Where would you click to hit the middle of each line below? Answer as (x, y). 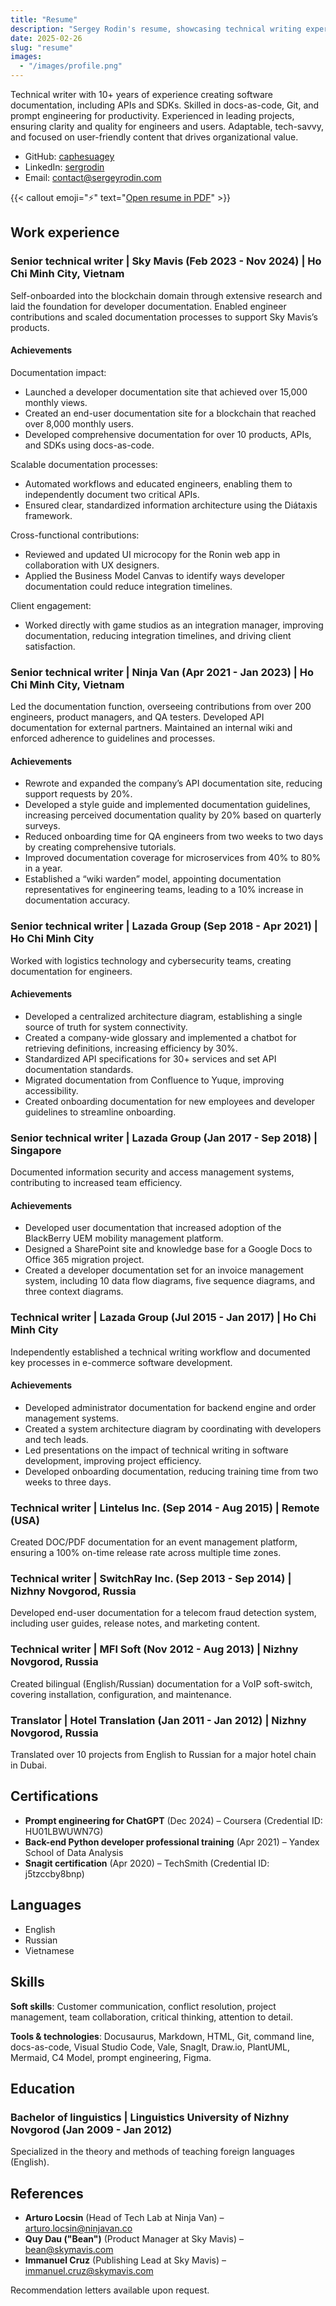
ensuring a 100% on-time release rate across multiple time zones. (146, 1553)
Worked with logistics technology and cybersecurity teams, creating (151, 960)
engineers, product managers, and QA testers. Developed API (137, 717)
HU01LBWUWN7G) (64, 1831)
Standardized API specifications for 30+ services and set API (150, 1058)
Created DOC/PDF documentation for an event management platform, (154, 1542)
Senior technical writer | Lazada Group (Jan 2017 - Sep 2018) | (164, 1138)
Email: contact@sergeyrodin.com (93, 177)
